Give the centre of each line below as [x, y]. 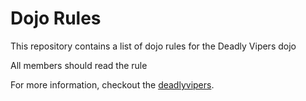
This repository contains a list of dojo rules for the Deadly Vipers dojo [153, 46]
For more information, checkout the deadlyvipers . [112, 84]
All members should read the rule [79, 65]
